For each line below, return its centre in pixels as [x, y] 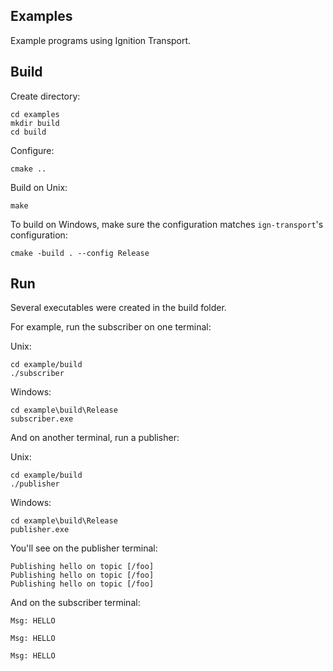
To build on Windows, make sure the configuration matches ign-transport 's [167, 224]
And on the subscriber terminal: [75, 603]
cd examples [35, 114]
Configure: [32, 150]
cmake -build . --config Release [80, 253]
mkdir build [35, 123]
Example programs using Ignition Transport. [101, 40]
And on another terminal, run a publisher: [95, 438]
